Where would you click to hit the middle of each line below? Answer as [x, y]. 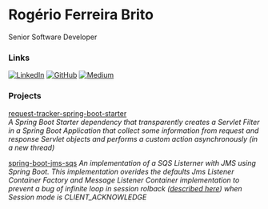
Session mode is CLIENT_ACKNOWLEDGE [78, 197]
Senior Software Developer [53, 37]
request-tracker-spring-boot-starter [68, 113]
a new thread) [32, 147]
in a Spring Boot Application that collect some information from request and [134, 131]
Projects [25, 96]
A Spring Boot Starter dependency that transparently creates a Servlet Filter [134, 122]
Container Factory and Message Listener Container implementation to [124, 180]
